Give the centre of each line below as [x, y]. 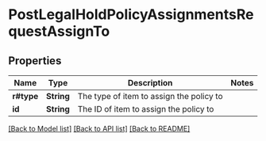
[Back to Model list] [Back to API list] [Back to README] [99, 129]
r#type [25, 96]
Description [150, 83]
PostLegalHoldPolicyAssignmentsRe [131, 15]
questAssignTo [59, 31]
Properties [35, 61]
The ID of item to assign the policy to [146, 109]
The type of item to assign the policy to [150, 96]
